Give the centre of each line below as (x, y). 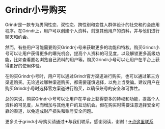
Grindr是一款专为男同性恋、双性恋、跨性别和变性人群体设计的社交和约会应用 (82, 25)
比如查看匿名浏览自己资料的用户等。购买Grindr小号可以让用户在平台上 (84, 59)
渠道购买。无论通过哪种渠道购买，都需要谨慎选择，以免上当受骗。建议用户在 (82, 82)
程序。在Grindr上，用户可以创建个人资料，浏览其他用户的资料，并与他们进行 (82, 30)
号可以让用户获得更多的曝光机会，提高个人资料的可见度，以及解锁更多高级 (80, 53)
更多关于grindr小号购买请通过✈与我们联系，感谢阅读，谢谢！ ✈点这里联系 (79, 121)
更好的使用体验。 (27, 65)
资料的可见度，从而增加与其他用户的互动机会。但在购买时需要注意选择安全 (80, 105)
